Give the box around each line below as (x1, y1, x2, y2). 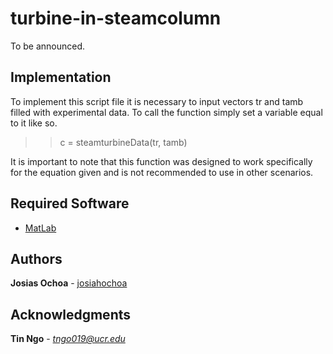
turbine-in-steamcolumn (10, 7, 222, 30)
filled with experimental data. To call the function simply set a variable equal (10, 106, 323, 118)
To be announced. (10, 40, 86, 52)
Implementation (10, 69, 112, 86)
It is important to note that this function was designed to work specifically (10, 155, 313, 167)
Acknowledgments (10, 306, 132, 323)
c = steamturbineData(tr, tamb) (59, 136, 188, 148)
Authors (10, 250, 63, 267)
